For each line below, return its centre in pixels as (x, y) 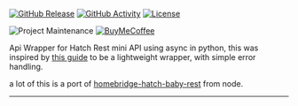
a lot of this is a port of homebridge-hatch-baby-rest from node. (126, 83)
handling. (26, 67)
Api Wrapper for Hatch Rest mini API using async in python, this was (134, 48)
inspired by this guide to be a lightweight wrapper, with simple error (133, 57)
